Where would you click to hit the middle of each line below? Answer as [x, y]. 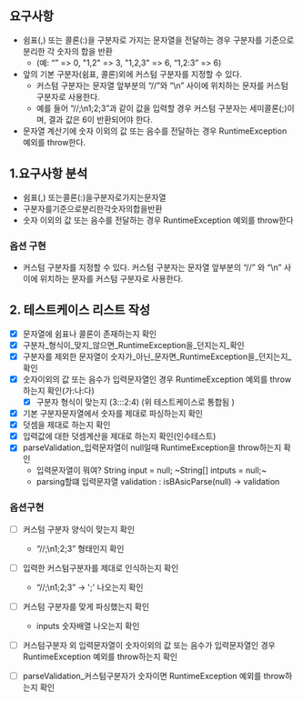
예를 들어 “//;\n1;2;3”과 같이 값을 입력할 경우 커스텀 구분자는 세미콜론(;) [162, 108]
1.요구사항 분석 [49, 174]
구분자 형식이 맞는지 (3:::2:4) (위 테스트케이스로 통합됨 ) [135, 402]
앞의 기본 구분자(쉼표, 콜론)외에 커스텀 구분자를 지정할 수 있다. [132, 74]
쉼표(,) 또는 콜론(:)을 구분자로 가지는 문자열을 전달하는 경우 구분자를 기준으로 [158, 40]
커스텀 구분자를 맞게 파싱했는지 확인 [86, 606]
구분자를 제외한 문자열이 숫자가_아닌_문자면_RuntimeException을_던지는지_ [157, 356]
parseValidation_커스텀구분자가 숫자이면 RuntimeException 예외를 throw [154, 676]
